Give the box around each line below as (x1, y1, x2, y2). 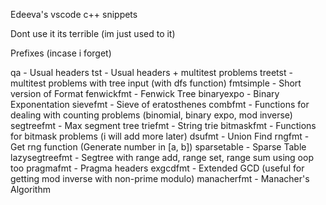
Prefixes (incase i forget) (10, 47, 112, 59)
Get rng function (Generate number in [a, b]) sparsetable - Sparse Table (10, 141, 307, 153)
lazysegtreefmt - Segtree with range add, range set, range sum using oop (10, 152, 314, 163)
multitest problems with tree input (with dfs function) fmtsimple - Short (10, 77, 302, 89)
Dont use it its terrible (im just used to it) (10, 28, 176, 39)
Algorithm (10, 184, 51, 195)
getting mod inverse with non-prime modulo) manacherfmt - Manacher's (10, 173, 310, 184)
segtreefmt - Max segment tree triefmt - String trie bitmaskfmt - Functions (10, 120, 317, 131)
